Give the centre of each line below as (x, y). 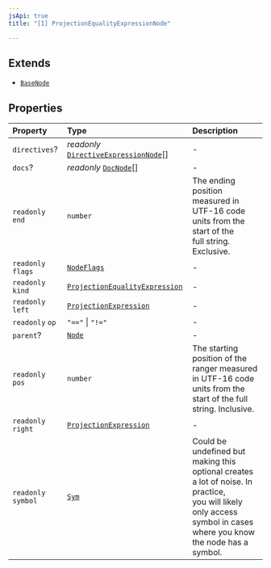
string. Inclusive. (223, 409)
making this (214, 461)
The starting (215, 348)
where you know (224, 532)
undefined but (219, 452)
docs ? (23, 168)
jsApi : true (28, 16)
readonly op (34, 323)
